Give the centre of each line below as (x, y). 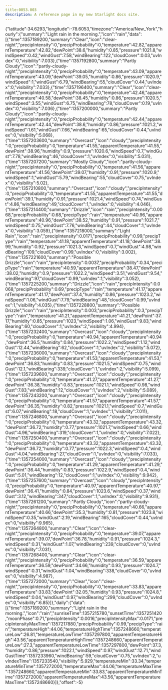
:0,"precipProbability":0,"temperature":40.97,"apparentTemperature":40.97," (83, 485)
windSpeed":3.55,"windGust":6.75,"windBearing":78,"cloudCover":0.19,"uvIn (83, 103)
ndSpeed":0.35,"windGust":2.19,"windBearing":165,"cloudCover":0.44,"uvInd (84, 517)
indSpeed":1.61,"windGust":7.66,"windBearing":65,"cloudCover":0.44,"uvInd (83, 129)
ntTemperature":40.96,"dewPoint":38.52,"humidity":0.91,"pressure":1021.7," (82, 220)
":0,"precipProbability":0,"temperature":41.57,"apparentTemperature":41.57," (83, 400)
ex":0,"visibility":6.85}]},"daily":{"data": (45, 602)
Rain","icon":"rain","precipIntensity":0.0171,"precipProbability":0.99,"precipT (83, 236)
